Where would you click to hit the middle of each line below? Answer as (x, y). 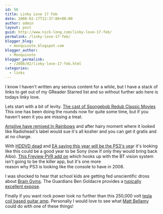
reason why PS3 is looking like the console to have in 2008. (65, 166)
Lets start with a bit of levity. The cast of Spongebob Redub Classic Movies (80, 106)
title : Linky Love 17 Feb (31, 14)
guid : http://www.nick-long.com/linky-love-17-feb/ (58, 32)
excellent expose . (23, 186)
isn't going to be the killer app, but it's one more (53, 161)
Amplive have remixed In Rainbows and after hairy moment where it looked (80, 126)
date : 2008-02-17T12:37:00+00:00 (39, 18)
